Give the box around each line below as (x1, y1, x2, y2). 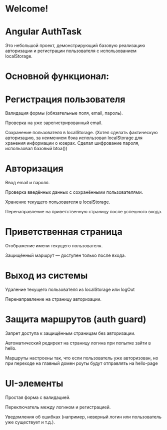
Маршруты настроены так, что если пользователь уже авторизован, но (5, 355, 158, 361)
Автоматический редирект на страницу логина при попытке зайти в (5, 340, 151, 346)
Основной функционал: (5, 71, 109, 82)
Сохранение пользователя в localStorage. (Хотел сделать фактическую (5, 130, 158, 136)
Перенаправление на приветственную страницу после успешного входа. (5, 209, 162, 215)
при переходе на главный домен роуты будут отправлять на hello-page (5, 360, 158, 366)
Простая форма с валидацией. (5, 394, 71, 400)
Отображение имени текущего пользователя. (5, 243, 103, 249)
